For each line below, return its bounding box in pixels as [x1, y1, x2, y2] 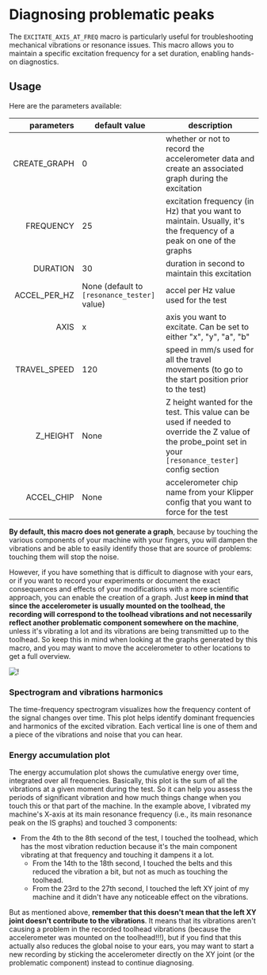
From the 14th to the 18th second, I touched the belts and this [32, 859, 233, 868]
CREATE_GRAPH [13, 158, 74, 169]
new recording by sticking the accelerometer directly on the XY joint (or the [9, 950, 255, 959]
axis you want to [166, 311, 227, 322]
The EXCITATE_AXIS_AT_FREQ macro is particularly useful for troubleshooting [9, 32, 254, 41]
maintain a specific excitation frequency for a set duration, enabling [9, 48, 229, 58]
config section [166, 463, 219, 474]
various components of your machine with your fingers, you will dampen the [9, 535, 258, 544]
